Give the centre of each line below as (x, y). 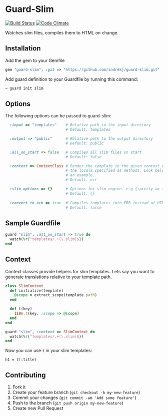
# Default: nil (81, 180)
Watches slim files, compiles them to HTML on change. (62, 32)
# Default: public (85, 143)
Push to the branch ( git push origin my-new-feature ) (68, 403)
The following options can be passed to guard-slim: (58, 116)
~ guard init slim (24, 88)
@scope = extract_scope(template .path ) (56, 295)
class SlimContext (24, 286)
